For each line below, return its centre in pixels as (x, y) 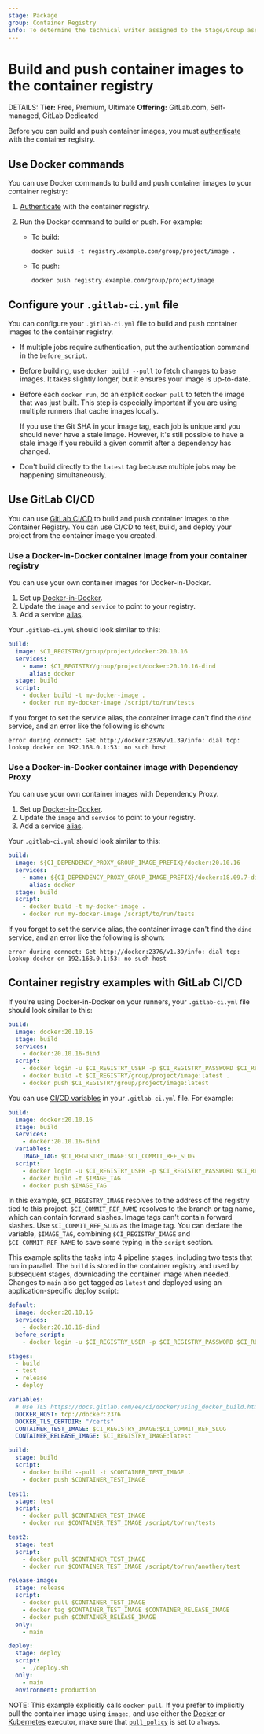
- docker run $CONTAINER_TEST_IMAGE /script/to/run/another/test (132, 1566)
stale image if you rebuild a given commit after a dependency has (125, 443)
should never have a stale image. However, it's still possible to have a (132, 434)
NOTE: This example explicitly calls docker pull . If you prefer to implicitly (126, 1705)
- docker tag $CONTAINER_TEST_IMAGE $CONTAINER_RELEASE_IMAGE (126, 1610)
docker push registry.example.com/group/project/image (123, 281)
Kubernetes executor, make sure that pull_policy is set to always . (114, 1721)
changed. (35, 451)
